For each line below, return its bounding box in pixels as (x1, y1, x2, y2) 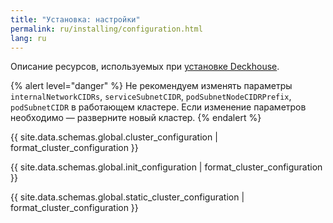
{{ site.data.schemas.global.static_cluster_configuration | (10, 191, 245, 203)
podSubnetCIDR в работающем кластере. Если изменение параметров (10, 101, 307, 113)
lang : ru (10, 33, 47, 43)
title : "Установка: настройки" (10, 14, 141, 25)
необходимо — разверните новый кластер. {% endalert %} (10, 112, 262, 124)
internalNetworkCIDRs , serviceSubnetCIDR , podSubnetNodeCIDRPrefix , (10, 91, 292, 103)
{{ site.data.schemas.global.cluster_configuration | (10, 131, 218, 143)
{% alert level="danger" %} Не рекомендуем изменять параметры (10, 80, 293, 92)
